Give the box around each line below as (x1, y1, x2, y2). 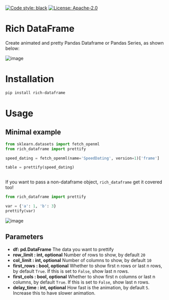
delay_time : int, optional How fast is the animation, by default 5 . (12, 284, 150, 290)
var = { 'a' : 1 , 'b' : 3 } (5, 203, 57, 209)
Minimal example (5, 128, 62, 137)
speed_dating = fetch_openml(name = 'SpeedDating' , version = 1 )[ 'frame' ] (5, 156, 160, 161)
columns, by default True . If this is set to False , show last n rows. (12, 279, 150, 285)
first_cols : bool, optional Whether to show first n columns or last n (12, 273, 156, 279)
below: (5, 45, 20, 51)
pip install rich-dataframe (5, 90, 66, 95)
